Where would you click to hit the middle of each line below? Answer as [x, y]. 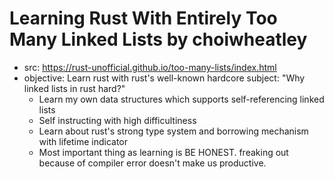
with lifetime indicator [83, 141]
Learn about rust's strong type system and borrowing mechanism [173, 131]
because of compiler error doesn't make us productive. [152, 163]
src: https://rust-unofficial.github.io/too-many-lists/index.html [150, 67]
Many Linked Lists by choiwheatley [158, 39]
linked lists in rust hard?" [74, 88]
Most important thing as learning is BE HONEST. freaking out [163, 152]
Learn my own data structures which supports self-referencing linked [181, 99]
